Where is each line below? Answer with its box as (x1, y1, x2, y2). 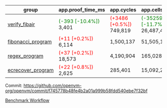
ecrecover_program (7, 67, 54, 73)
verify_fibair (7, 21, 35, 28)
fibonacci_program (7, 38, 52, 45)
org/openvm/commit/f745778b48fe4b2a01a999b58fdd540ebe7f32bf (5, 88, 148, 94)
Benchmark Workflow (5, 98, 50, 103)
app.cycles (110, 6, 137, 13)
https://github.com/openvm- (23, 83, 82, 88)
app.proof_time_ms (58, 6, 105, 13)
